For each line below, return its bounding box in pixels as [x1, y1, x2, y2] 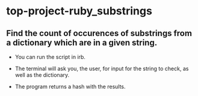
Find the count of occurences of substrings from [6, 28, 193, 38]
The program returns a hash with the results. [14, 83, 126, 90]
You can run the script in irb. [14, 53, 86, 61]
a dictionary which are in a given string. [6, 37, 158, 47]
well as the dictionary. [14, 71, 70, 79]
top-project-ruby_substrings [6, 4, 152, 18]
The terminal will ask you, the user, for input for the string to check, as [14, 65, 189, 72]
